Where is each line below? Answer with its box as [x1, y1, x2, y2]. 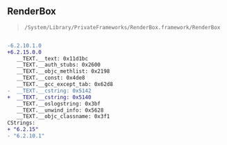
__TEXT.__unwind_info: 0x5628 [16, 107, 104, 114]
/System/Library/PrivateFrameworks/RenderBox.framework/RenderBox [24, 24, 221, 31]
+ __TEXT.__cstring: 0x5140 [7, 94, 92, 101]
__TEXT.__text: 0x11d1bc [16, 55, 89, 62]
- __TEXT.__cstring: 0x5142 [7, 87, 92, 94]
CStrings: [7, 119, 36, 127]
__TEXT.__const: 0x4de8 [16, 74, 85, 82]
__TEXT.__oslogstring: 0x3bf [16, 100, 101, 107]
